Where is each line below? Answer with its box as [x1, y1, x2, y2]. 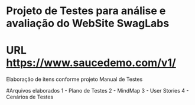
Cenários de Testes [6, 93, 54, 101]
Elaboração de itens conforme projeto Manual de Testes [6, 76, 143, 83]
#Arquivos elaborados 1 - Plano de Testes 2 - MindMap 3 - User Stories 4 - [6, 87, 189, 94]
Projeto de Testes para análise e [6, 4, 166, 18]
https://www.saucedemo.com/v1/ [6, 56, 176, 70]
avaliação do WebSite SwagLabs [6, 17, 170, 30]
